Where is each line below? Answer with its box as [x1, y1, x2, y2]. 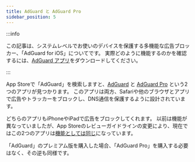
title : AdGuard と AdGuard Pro [6, 8, 82, 15]
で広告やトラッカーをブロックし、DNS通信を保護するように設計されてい [6, 95, 181, 102]
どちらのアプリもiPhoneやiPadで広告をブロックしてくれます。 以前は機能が [6, 115, 187, 122]
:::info [6, 30, 20, 37]
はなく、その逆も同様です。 [6, 149, 72, 156]
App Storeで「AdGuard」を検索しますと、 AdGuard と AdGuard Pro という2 [6, 80, 188, 88]
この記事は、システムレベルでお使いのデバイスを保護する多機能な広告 [6, 42, 175, 49]
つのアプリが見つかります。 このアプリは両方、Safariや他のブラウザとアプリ [6, 88, 190, 95]
